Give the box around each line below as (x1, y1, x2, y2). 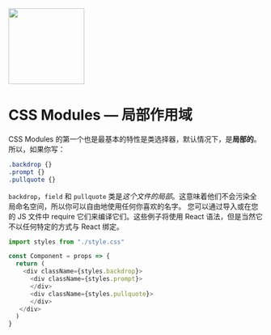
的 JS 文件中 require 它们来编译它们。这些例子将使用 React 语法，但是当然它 (8, 211, 263, 221)
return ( (15, 260, 45, 268)
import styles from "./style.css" (8, 238, 125, 246)
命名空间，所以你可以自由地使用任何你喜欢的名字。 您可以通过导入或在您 (15, 201, 259, 211)
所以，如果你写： (8, 144, 66, 154)
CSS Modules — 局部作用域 (8, 106, 193, 125)
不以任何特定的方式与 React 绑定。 (8, 222, 124, 231)
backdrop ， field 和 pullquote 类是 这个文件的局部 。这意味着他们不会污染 (8, 191, 251, 201)
